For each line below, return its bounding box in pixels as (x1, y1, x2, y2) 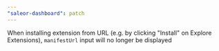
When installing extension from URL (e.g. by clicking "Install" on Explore (7, 29, 212, 37)
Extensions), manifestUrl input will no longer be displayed (7, 35, 172, 44)
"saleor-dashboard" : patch (7, 10, 85, 17)
